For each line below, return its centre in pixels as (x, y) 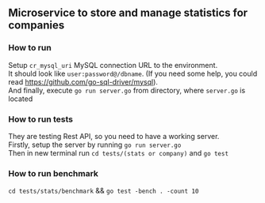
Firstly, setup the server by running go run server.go (95, 145)
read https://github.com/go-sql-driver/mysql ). (83, 81)
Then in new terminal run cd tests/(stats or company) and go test (118, 152)
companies (36, 26)
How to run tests (41, 119)
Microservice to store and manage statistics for (128, 13)
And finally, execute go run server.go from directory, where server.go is (127, 90)
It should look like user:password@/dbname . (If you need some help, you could (133, 73)
